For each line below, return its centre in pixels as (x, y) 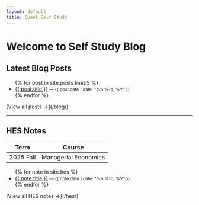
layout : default (26, 12)
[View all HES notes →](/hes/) (42, 196)
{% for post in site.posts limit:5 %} (57, 82)
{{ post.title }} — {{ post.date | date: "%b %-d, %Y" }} (72, 89)
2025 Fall (23, 158)
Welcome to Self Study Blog (76, 47)
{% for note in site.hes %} (46, 172)
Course (73, 148)
